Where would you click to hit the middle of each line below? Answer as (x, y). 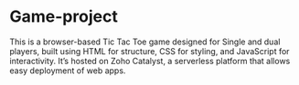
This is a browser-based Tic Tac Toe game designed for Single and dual (145, 42)
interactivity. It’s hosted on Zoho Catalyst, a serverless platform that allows (150, 61)
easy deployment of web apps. (68, 71)
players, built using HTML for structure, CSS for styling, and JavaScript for (149, 51)
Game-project (64, 17)
